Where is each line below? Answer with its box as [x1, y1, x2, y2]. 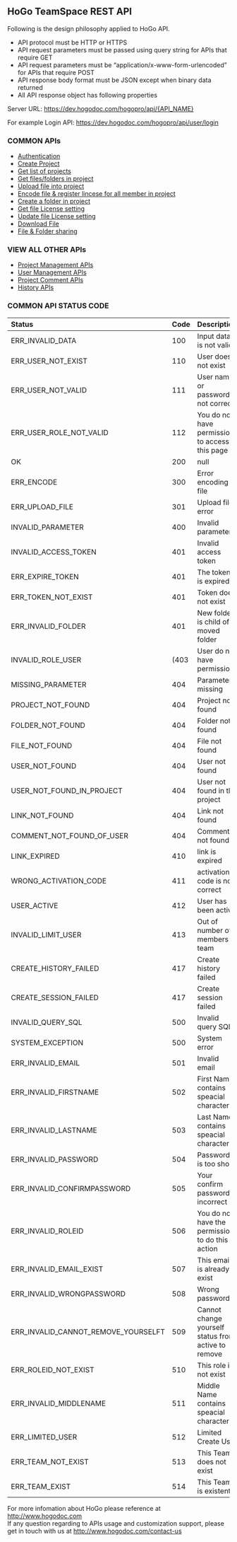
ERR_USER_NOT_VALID [11, 385, 87, 395]
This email [197, 1255, 231, 1265]
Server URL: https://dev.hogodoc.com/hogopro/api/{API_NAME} [7, 104, 194, 112]
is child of [197, 617, 230, 627]
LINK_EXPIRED [11, 851, 60, 861]
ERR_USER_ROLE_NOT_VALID [11, 427, 109, 437]
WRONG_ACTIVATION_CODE [11, 876, 107, 886]
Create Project [17, 159, 60, 168]
